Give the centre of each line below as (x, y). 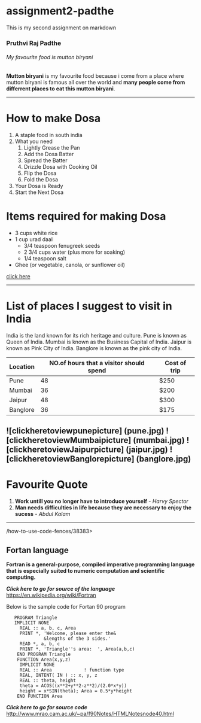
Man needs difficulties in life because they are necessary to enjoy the (103, 508)
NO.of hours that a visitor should (97, 363)
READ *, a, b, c (40, 644)
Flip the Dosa (40, 173)
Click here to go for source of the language (61, 589)
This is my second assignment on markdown (61, 28)
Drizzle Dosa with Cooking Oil (60, 167)
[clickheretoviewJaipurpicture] (65, 450)
